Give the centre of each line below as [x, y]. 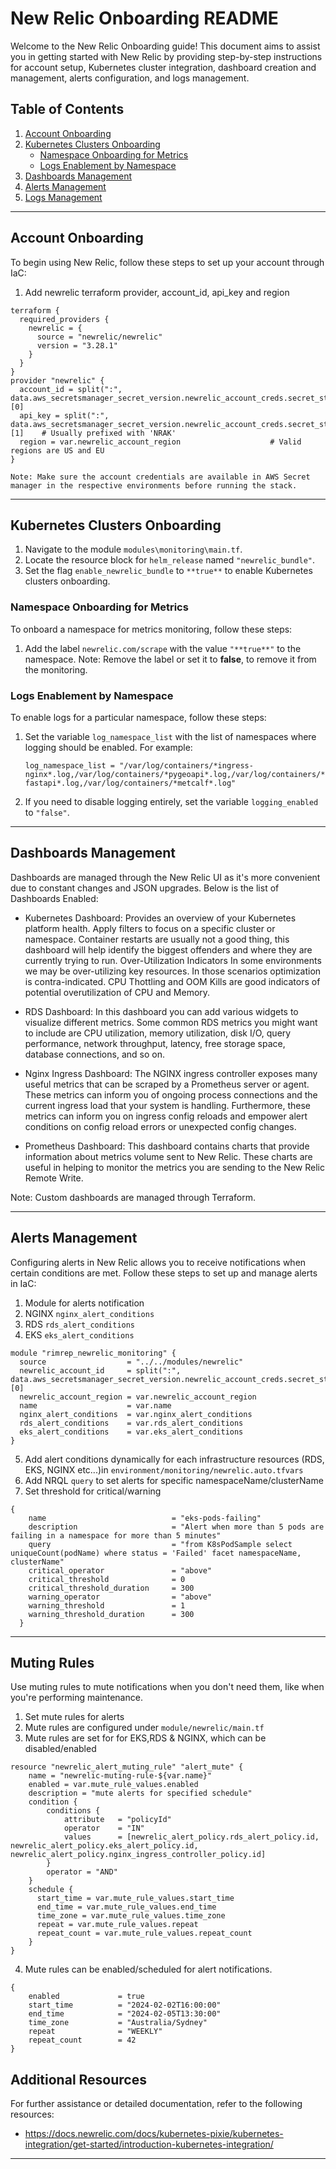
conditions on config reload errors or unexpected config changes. [160, 1126]
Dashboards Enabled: [54, 898]
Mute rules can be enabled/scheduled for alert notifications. [148, 1969]
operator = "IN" [104, 1828]
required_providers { [64, 319]
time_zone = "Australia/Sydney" [118, 2023]
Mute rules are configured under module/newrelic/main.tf [144, 1728]
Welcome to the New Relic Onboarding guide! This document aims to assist [165, 46]
